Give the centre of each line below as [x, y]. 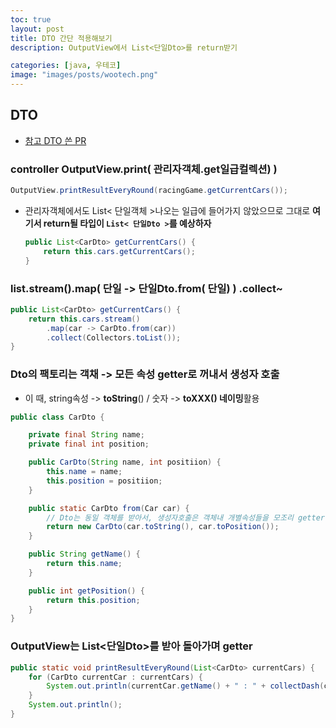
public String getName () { [84, 554]
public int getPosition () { [86, 591]
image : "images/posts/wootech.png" [84, 75]
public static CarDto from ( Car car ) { [109, 508]
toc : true [31, 19]
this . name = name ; [84, 472]
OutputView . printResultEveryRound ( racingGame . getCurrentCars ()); [149, 191]
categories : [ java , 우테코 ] [66, 66]
